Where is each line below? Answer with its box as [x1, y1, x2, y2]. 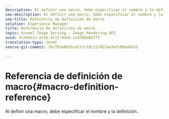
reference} [5, 91, 51, 103]
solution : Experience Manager [5, 21, 69, 26]
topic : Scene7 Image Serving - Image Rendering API [5, 30, 116, 35]
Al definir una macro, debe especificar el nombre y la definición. [5, 108, 138, 114]
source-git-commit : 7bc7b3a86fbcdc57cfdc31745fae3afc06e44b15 [5, 44, 138, 49]
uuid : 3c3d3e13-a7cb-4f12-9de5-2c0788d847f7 [5, 35, 100, 40]
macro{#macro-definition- [5, 81, 119, 92]
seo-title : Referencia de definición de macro [5, 16, 105, 21]
